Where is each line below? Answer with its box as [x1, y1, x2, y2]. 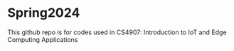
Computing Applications [7, 35, 78, 43]
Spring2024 [7, 5, 80, 21]
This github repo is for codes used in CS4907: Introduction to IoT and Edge [7, 28, 227, 36]
